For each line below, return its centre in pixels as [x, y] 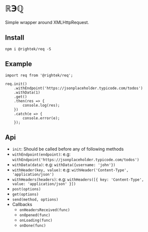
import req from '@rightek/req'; [39, 75]
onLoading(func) [36, 220]
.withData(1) [27, 93]
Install [15, 38]
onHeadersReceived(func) [45, 210]
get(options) [25, 195]
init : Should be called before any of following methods [68, 149]
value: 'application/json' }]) [44, 184]
